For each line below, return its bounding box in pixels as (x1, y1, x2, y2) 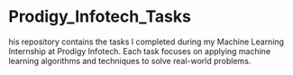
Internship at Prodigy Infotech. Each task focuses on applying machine (8, 45, 271, 56)
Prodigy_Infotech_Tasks (8, 6, 191, 27)
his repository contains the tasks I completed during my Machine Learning (8, 36, 285, 47)
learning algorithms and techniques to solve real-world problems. (8, 55, 252, 66)
